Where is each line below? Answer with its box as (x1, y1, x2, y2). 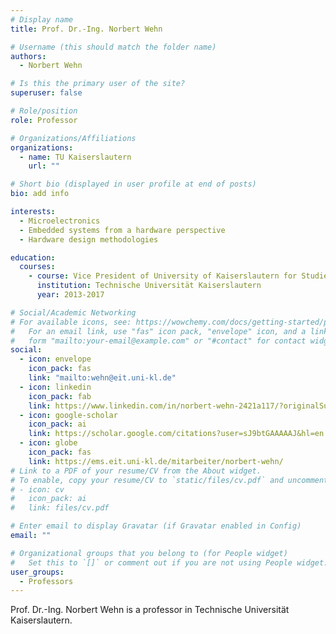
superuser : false (10, 88, 83, 98)
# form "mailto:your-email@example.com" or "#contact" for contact (10, 336, 307, 346)
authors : (10, 51, 47, 61)
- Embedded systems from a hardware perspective (19, 225, 226, 235)
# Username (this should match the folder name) (10, 42, 217, 52)
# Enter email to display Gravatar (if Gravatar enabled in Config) (10, 521, 302, 531)
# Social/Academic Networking (10, 307, 137, 318)
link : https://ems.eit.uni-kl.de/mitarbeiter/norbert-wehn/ (28, 456, 284, 466)
